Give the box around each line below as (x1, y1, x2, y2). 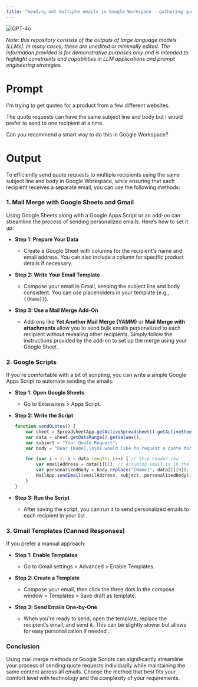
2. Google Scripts (6, 358, 57, 366)
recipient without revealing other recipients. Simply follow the (23, 330, 173, 337)
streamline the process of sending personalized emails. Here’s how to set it (6, 218, 189, 225)
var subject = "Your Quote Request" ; (25, 439, 118, 446)
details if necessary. (23, 259, 72, 266)
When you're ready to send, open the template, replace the (23, 615, 167, 622)
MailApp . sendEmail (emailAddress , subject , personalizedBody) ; (36, 473, 192, 478)
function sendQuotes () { (14, 424, 76, 429)
